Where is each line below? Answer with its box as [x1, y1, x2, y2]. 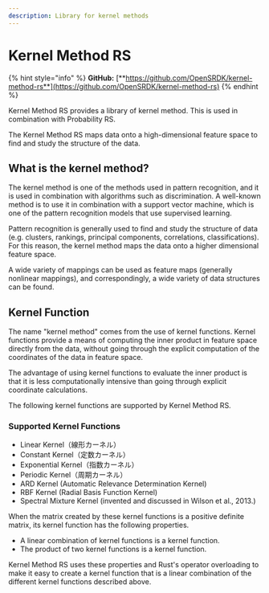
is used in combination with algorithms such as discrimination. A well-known [8, 191, 261, 201]
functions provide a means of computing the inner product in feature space [8, 335, 258, 346]
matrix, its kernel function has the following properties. [8, 520, 190, 530]
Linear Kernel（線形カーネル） [19, 440, 121, 450]
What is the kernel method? [8, 162, 149, 175]
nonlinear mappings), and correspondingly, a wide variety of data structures [8, 274, 261, 284]
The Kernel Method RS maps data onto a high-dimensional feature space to [8, 129, 259, 139]
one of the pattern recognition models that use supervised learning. [8, 208, 233, 218]
